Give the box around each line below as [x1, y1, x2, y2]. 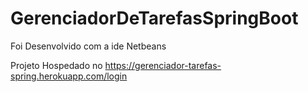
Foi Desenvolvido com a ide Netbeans [10, 40, 167, 52]
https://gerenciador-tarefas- [104, 59, 222, 71]
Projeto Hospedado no [10, 59, 103, 71]
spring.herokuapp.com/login [10, 70, 128, 82]
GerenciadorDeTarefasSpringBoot [10, 7, 299, 30]
